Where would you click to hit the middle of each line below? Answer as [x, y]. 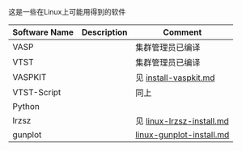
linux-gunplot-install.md [183, 134]
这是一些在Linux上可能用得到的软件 [67, 12]
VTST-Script [37, 92]
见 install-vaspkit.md [175, 78]
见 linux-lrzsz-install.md [182, 121]
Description [104, 32]
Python [26, 106]
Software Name [43, 32]
